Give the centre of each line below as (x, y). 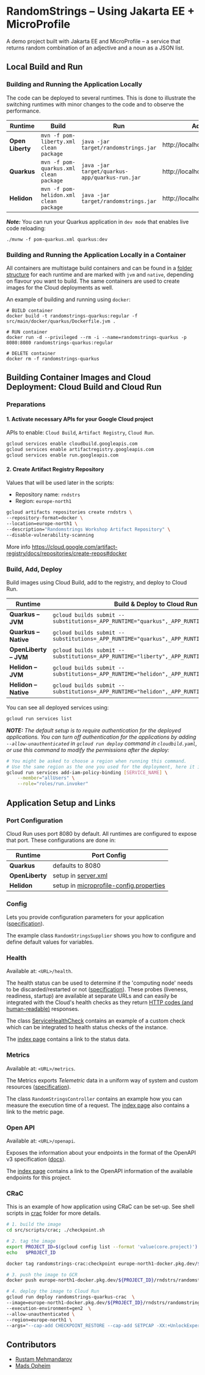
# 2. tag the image (31, 1241)
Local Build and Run (45, 67)
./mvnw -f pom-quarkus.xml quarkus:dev (57, 239)
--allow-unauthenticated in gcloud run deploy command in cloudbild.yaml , (102, 743)
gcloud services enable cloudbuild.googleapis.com (72, 444)
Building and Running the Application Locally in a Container (96, 255)
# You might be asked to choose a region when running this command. (97, 761)
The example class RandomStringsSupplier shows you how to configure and (101, 936)
